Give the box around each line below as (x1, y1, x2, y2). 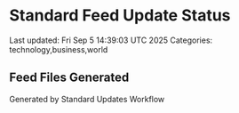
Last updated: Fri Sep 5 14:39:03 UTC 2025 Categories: (9, 35, 213, 45)
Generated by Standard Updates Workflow (9, 93, 165, 104)
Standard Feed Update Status (9, 5, 231, 26)
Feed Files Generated (9, 70, 130, 85)
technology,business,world (9, 44, 108, 54)
